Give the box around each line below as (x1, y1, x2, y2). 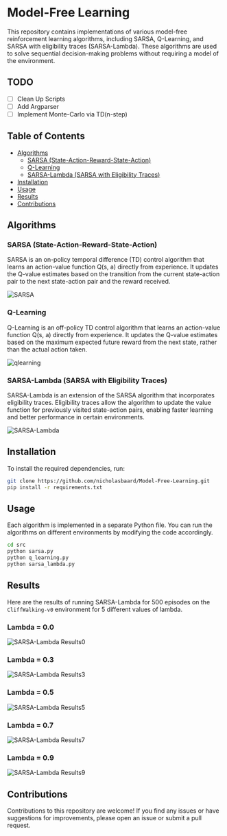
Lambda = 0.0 (7, 622, 55, 632)
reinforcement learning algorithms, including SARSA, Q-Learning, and (7, 34, 204, 42)
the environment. (7, 56, 56, 64)
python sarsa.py (7, 548, 53, 555)
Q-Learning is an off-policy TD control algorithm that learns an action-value (7, 323, 221, 332)
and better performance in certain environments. (7, 413, 145, 421)
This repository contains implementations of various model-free (7, 27, 187, 36)
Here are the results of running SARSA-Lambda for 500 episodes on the (7, 598, 211, 606)
